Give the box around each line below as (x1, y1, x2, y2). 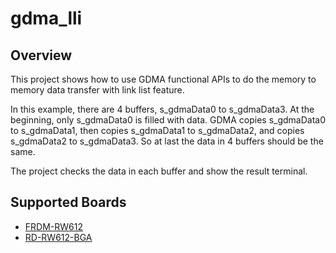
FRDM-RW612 (24, 220, 83, 232)
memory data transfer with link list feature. (10, 84, 185, 96)
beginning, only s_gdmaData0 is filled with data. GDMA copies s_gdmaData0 (10, 114, 327, 126)
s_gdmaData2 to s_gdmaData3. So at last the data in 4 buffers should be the (10, 135, 324, 147)
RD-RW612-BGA (24, 231, 93, 243)
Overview (10, 47, 73, 64)
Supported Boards (10, 194, 127, 211)
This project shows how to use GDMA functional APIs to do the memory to (10, 73, 317, 85)
